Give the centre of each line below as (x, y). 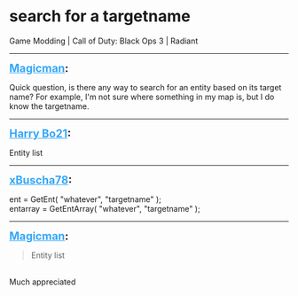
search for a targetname (100, 16)
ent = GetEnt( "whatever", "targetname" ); (86, 199)
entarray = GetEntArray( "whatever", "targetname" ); (105, 208)
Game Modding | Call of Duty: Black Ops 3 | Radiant (104, 41)
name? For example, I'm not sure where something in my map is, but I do (142, 97)
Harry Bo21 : (40, 133)
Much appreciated (43, 282)
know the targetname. (49, 106)
